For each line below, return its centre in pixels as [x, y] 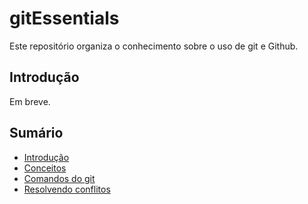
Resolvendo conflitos [67, 189]
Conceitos [45, 168]
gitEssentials [64, 18]
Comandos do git [59, 178]
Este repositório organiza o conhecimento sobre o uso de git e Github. [154, 46]
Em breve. [30, 101]
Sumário [36, 133]
